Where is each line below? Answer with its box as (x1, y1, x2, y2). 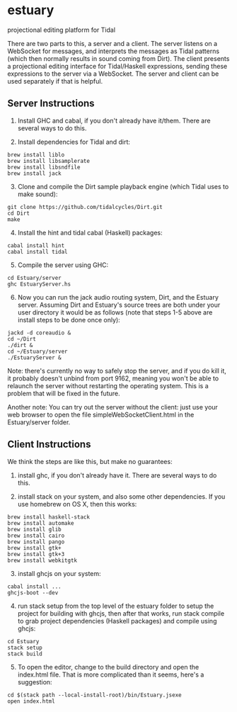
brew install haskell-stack (7, 513, 91, 521)
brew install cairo (7, 532, 65, 539)
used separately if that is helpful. (7, 77, 103, 85)
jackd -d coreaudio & (7, 329, 71, 337)
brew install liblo (7, 151, 65, 158)
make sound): (17, 190, 58, 198)
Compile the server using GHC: (17, 261, 109, 269)
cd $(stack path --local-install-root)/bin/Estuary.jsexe (7, 691, 182, 699)
